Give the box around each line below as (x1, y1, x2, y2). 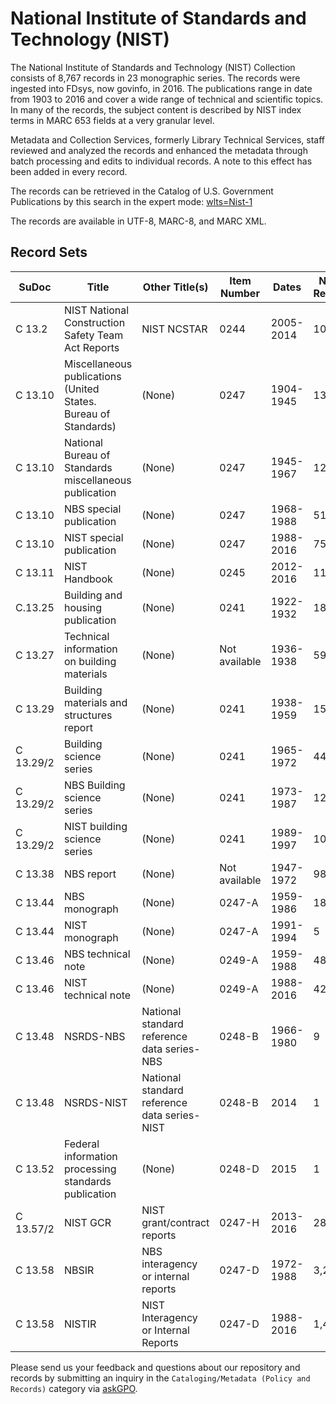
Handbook (63, 572, 113, 586)
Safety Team (63, 328, 124, 342)
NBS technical (63, 947, 131, 961)
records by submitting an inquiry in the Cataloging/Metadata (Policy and (10, 1372, 311, 1384)
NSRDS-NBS (63, 1029, 126, 1043)
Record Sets (10, 244, 88, 261)
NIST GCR (63, 1215, 112, 1229)
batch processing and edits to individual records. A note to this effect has (10, 155, 313, 167)
